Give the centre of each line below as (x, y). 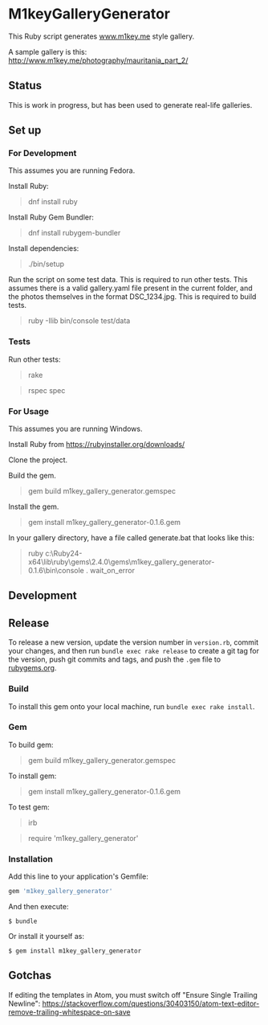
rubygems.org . (32, 668)
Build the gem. (32, 476)
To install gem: (32, 776)
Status (25, 86)
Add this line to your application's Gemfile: (78, 876)
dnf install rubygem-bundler (74, 233)
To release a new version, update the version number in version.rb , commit (134, 642)
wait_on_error (112, 571)
